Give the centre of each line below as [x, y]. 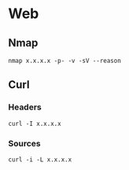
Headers [25, 107]
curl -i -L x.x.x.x [40, 159]
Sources [24, 143]
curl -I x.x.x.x [35, 124]
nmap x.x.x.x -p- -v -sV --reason [65, 61]
